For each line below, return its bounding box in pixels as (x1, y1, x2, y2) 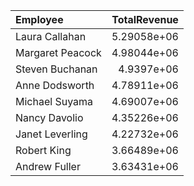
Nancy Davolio (15, 111, 84, 124)
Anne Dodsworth (15, 79, 95, 92)
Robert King (15, 144, 72, 157)
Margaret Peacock (15, 46, 102, 59)
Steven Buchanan (15, 62, 98, 76)
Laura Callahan (15, 30, 87, 43)
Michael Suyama (15, 95, 94, 108)
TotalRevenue (111, 13, 179, 26)
